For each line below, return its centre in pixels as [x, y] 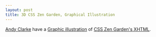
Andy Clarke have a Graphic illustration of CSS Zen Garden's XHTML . [78, 29]
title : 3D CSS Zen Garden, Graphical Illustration [60, 15]
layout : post [19, 10]
